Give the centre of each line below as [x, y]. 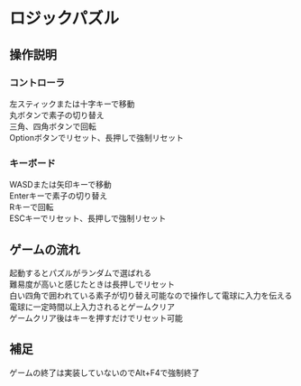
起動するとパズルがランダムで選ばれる [80, 272]
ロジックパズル [64, 18]
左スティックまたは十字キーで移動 [72, 104]
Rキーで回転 [32, 207]
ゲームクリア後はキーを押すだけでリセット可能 [96, 317]
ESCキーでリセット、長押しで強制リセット [88, 218]
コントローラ [37, 82]
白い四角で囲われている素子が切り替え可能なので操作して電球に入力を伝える [151, 295]
